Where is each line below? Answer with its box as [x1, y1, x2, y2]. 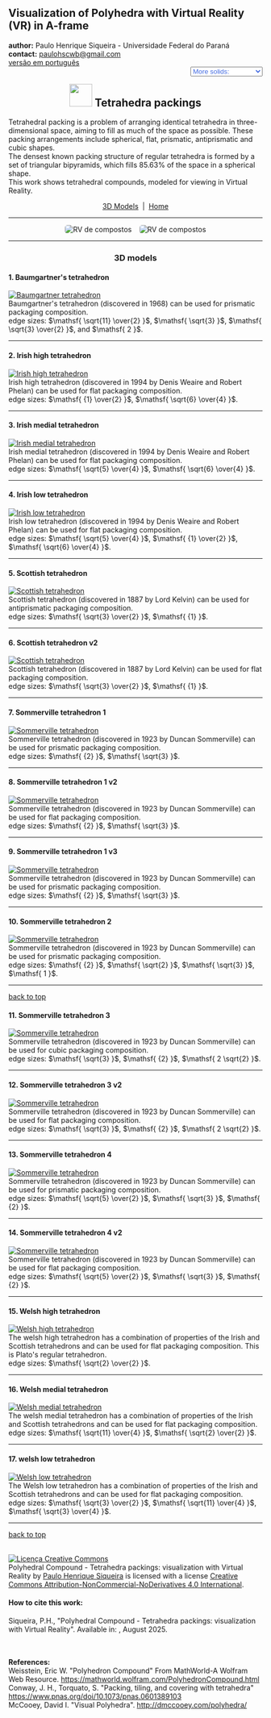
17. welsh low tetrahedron [8, 1454, 95, 1463]
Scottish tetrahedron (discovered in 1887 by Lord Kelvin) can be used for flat [8, 665, 262, 674]
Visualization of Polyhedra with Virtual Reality [8, 6, 244, 20]
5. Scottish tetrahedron [8, 568, 88, 578]
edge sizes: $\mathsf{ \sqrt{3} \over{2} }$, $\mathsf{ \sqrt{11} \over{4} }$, [8, 1498, 256, 1507]
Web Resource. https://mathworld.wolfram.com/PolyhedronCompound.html [8, 1674, 260, 1684]
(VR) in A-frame [8, 19, 90, 33]
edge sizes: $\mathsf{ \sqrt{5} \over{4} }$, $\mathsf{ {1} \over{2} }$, [8, 533, 238, 543]
